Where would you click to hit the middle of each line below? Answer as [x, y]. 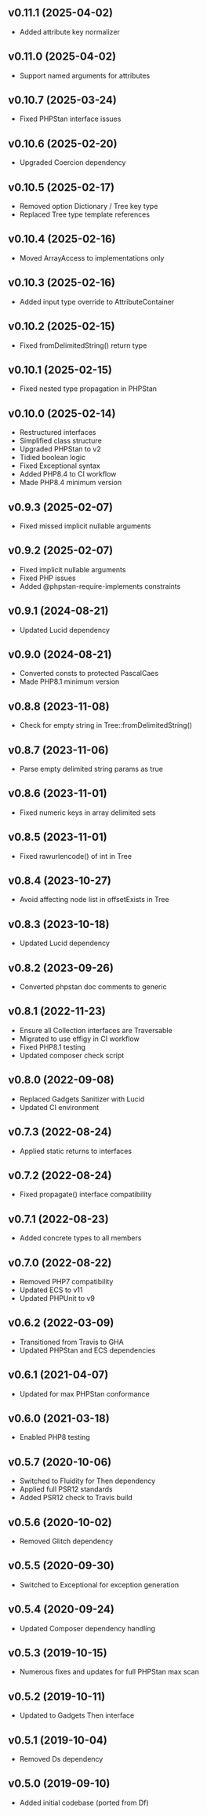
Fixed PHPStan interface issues [70, 119]
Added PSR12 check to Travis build [76, 1498]
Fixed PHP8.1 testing [53, 1046]
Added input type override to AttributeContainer [97, 301]
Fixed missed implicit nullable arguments [85, 526]
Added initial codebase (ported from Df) [84, 1802]
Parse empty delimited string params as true [91, 769]
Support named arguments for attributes [85, 75]
